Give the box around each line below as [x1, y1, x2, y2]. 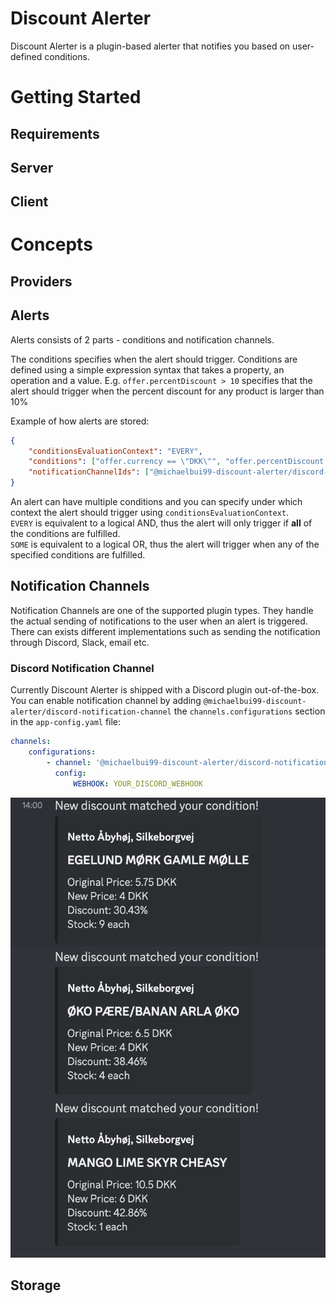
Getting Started [10, 86, 142, 109]
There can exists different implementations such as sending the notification [10, 625, 321, 637]
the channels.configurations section [173, 705, 326, 717]
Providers [10, 273, 73, 290]
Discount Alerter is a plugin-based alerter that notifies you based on [10, 40, 291, 52]
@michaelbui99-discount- [203, 697, 307, 707]
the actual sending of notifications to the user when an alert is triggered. [10, 615, 308, 627]
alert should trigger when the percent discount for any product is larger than [10, 385, 325, 397]
